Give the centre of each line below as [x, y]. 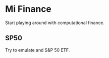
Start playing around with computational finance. [55, 23]
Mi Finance [28, 9]
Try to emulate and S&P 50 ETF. [38, 50]
